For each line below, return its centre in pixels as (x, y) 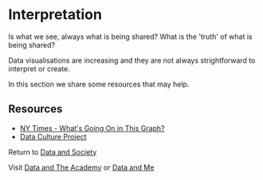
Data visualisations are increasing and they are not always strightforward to (132, 60)
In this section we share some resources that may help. (99, 84)
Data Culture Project (53, 136)
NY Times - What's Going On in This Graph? (92, 128)
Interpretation (55, 15)
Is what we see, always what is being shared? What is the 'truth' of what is (130, 36)
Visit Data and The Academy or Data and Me (81, 167)
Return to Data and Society (53, 151)
